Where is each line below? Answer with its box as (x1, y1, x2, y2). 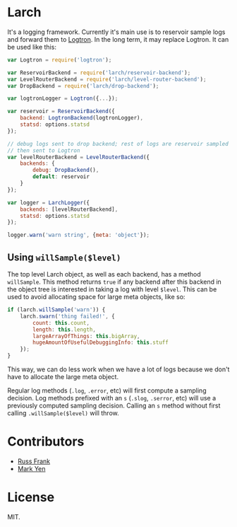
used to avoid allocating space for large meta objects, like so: (7, 293, 186, 301)
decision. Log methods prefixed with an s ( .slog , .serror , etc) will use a (7, 394, 217, 402)
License (7, 490, 55, 506)
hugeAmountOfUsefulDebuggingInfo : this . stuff (32, 339, 169, 347)
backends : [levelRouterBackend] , (20, 206, 119, 213)
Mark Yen (17, 464, 46, 473)
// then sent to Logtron (7, 146, 80, 154)
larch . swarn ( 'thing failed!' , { (20, 313, 115, 320)
